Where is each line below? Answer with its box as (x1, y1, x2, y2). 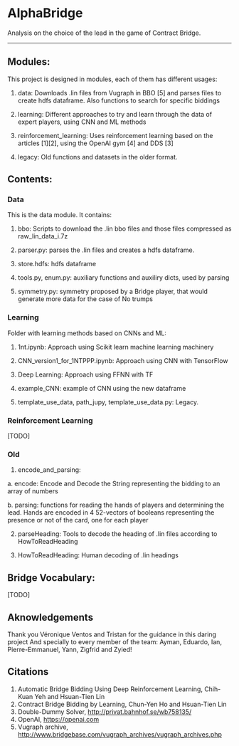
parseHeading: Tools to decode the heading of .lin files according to (17, 530, 218, 538)
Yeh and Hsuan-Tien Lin (34, 692, 105, 700)
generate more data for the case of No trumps (17, 295, 153, 303)
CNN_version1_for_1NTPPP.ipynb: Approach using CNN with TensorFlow (17, 356, 228, 364)
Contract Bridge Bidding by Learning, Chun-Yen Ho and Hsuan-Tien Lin (17, 700, 227, 708)
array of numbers (7, 487, 58, 495)
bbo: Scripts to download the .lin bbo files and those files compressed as (17, 224, 232, 233)
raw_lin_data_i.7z (17, 232, 68, 241)
